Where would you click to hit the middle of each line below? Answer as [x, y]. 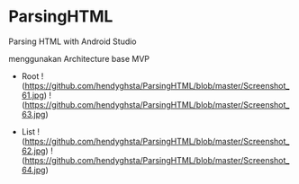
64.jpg [33, 170]
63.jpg [33, 114]
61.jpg [32, 95]
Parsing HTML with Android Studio [72, 41]
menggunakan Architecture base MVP [79, 58]
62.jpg [33, 151]
